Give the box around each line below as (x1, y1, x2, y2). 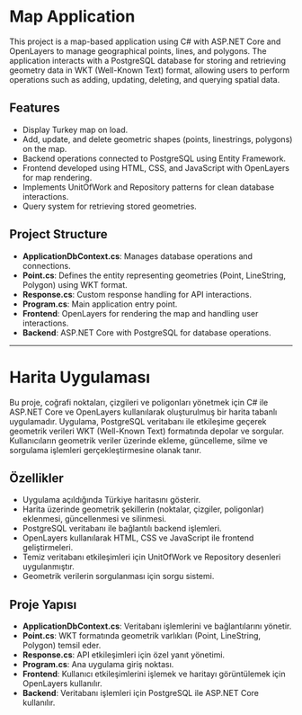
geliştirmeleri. (22, 542, 74, 553)
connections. (22, 260, 71, 271)
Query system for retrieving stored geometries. (22, 201, 198, 211)
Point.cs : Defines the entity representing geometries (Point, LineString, (22, 270, 286, 281)
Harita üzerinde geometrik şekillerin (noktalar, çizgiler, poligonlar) (22, 504, 265, 514)
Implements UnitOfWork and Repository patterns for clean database (22, 182, 275, 192)
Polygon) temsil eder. (22, 640, 102, 651)
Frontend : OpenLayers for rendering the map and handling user (22, 308, 259, 318)
